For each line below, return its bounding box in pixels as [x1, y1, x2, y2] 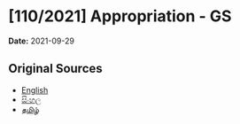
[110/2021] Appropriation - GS [8, 6, 232, 27]
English [20, 84, 49, 95]
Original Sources [8, 61, 103, 76]
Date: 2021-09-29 [8, 35, 74, 46]
